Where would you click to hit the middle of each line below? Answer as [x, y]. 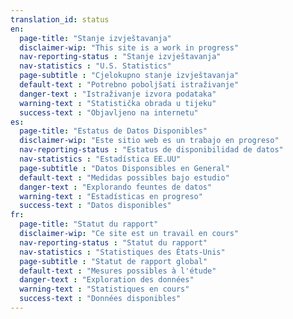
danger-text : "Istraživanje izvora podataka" [118, 94]
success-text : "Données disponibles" [100, 299]
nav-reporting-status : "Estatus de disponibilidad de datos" [151, 150]
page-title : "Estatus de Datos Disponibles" [113, 131]
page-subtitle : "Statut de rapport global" [113, 261]
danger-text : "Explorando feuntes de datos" [116, 187]
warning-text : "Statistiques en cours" [104, 289]
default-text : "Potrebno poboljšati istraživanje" [129, 85]
